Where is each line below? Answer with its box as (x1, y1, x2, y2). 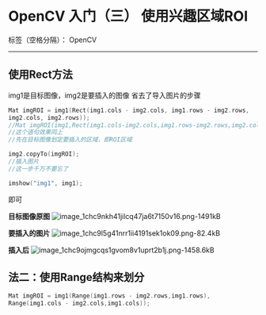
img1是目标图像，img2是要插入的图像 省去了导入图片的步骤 (8, 90, 201, 100)
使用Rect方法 (8, 68, 74, 82)
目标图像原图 (8, 211, 50, 221)
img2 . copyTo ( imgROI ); (8, 150, 80, 159)
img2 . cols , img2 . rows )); (8, 113, 90, 121)
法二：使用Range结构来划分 (8, 271, 145, 284)
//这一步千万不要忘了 (8, 164, 69, 173)
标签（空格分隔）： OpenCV (8, 35, 97, 44)
